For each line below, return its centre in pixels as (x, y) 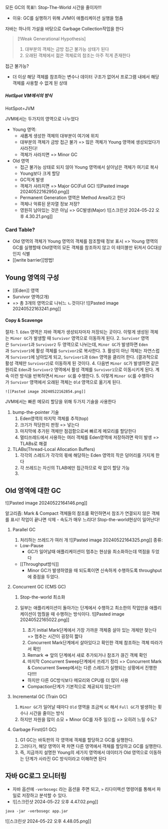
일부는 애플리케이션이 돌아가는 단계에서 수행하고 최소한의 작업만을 (84, 608)
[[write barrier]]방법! (33, 260)
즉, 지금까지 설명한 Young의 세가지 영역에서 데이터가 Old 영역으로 (84, 753)
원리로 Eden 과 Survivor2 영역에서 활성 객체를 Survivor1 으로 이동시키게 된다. (80, 370)
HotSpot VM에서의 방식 (29, 95)
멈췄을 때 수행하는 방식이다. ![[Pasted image (81, 614)
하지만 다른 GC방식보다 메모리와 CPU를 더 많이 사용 (78, 680)
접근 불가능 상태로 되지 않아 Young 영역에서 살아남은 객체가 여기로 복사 (89, 167)
